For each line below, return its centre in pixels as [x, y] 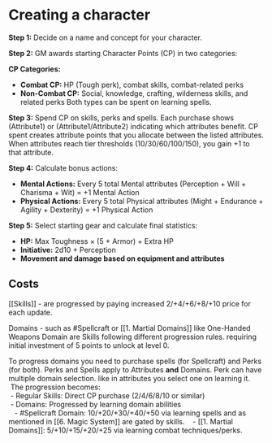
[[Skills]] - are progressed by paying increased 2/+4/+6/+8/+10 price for [130, 303]
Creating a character [80, 15]
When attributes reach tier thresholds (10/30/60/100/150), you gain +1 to [129, 143]
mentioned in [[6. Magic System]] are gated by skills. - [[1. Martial [121, 421]
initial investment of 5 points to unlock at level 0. [89, 345]
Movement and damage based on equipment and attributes [122, 258]
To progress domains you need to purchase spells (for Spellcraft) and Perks [135, 361]
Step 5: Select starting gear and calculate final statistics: [103, 225]
